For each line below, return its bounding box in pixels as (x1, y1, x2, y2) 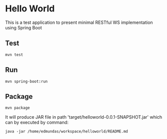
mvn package (5, 105, 30, 111)
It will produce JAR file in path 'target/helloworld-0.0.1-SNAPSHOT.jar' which (5, 114, 163, 120)
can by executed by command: (5, 120, 69, 126)
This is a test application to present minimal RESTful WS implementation (5, 19, 153, 25)
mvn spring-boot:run (5, 79, 48, 84)
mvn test (5, 52, 23, 57)
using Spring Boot (5, 24, 42, 30)
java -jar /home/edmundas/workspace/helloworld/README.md (5, 129, 128, 134)
